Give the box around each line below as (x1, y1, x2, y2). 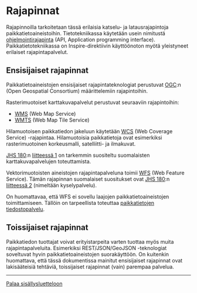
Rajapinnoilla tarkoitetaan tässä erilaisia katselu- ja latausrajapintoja (6, 23, 169, 31)
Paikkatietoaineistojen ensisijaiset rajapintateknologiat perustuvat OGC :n (6, 81, 181, 88)
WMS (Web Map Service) (14, 110, 76, 117)
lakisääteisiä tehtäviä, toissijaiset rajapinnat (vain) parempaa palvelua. (6, 263, 174, 270)
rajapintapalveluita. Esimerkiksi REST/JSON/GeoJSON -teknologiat (6, 244, 167, 251)
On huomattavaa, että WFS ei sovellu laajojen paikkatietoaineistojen (6, 193, 169, 200)
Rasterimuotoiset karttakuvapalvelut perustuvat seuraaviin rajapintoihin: (6, 99, 179, 106)
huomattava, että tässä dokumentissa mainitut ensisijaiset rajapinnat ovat (6, 257, 183, 264)
